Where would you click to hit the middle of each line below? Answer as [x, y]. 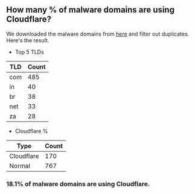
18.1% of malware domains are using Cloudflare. [78, 184]
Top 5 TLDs [29, 52]
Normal [20, 166]
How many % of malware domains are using [91, 10]
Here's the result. [28, 40]
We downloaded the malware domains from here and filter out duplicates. [98, 34]
